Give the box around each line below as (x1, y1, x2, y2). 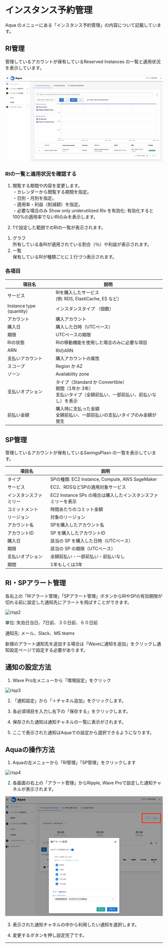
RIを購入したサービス (55, 289, 99, 295)
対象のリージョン (50, 514, 86, 520)
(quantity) (7, 308, 28, 314)
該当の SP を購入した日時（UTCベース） (50, 538, 133, 544)
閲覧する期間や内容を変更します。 (12, 183, 82, 189)
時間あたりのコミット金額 (50, 506, 103, 512)
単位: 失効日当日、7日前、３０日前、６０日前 (5, 619, 98, 625)
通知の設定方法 (5, 663, 51, 672)
